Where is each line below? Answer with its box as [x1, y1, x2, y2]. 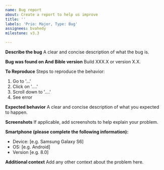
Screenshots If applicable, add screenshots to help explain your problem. [5, 119, 158, 125]
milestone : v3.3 [5, 31, 39, 36]
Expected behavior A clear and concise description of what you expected [5, 104, 159, 110]
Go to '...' [12, 78, 31, 84]
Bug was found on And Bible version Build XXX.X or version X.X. [5, 59, 141, 64]
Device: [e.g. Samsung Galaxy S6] [12, 139, 84, 144]
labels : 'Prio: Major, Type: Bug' [5, 21, 78, 27]
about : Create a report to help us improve [5, 12, 98, 17]
